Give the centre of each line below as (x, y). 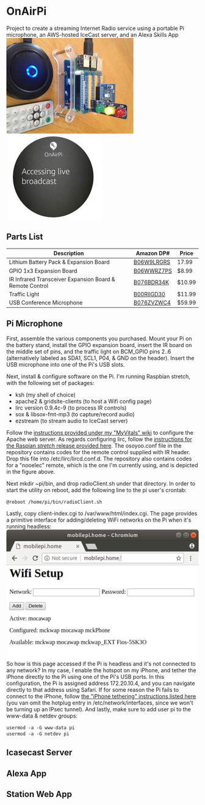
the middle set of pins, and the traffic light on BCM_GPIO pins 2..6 (89, 351)
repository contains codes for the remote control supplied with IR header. (98, 452)
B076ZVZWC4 (152, 303)
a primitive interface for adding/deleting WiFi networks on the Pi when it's (99, 520)
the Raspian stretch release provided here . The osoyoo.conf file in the (94, 446)
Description (69, 253)
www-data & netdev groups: (42, 716)
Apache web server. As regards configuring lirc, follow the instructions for (99, 439)
